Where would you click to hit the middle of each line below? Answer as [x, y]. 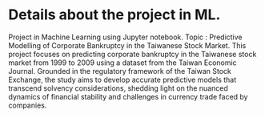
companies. [28, 105]
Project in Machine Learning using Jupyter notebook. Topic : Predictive [125, 37]
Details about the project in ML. [114, 15]
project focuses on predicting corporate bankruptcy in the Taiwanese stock [132, 54]
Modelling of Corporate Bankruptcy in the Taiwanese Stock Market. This [127, 45]
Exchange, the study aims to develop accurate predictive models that [122, 79]
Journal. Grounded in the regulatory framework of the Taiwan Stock [120, 71]
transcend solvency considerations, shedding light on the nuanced [118, 88]
